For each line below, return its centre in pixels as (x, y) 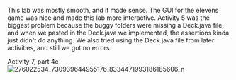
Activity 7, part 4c (33, 62)
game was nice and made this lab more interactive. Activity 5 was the (109, 18)
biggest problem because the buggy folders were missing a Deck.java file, (116, 25)
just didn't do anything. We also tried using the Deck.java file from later (111, 40)
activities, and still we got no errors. (60, 48)
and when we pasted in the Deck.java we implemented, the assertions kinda (118, 33)
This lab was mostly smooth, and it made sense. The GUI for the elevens (113, 10)
